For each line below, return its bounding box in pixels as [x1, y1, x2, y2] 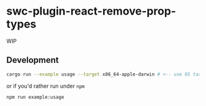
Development [6, 55, 59, 65]
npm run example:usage [6, 94, 64, 100]
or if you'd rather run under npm [6, 82, 85, 90]
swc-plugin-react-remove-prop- [6, 4, 177, 18]
